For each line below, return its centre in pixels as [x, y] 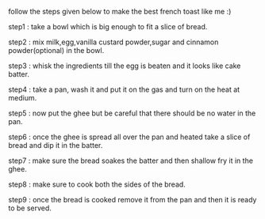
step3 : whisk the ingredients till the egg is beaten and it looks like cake [125, 66]
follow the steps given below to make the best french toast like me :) [120, 11]
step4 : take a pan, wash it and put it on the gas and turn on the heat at [124, 89]
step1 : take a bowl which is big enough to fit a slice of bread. [108, 26]
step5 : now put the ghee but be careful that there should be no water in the [132, 113]
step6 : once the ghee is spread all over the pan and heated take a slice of [129, 137]
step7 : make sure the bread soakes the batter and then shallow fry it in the [131, 160]
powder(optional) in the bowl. [56, 50]
